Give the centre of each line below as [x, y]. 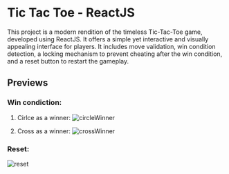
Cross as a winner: [44, 131]
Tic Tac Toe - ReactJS [71, 13]
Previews [28, 83]
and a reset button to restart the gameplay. [68, 61]
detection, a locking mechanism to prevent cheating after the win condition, [115, 54]
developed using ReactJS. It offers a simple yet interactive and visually [108, 39]
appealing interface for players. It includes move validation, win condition [111, 46]
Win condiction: [35, 103]
